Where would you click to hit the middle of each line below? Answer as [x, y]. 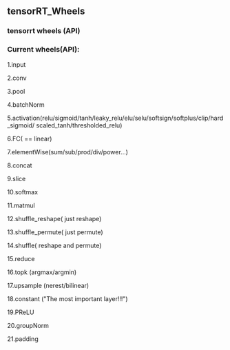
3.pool [16, 91]
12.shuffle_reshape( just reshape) [54, 218]
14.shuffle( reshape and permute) [54, 245]
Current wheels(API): [43, 50]
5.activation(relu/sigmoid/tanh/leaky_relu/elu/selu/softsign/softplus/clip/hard [115, 118]
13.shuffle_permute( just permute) [55, 232]
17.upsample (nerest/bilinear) [48, 285]
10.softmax [23, 192]
